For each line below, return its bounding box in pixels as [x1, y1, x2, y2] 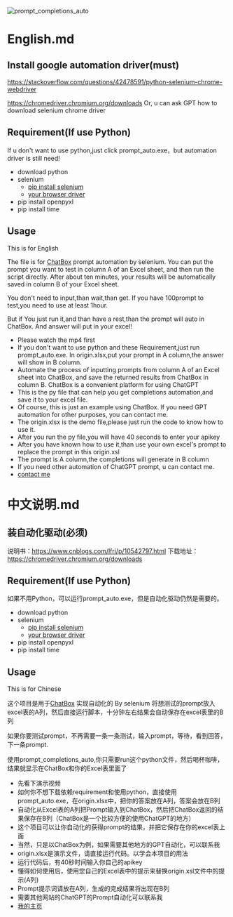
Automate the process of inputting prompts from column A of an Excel [17, 365, 220, 374]
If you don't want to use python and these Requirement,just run [17, 343, 200, 351]
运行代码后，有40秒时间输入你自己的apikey [17, 858, 143, 866]
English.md [7, 32, 75, 47]
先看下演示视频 [17, 779, 61, 788]
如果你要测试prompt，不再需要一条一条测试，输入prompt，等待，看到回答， [7, 732, 227, 740]
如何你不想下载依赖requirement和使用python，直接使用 [17, 788, 177, 796]
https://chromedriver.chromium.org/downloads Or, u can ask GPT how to [7, 99, 218, 107]
